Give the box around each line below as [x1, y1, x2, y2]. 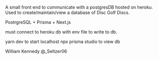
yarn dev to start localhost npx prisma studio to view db [5, 38, 120, 44]
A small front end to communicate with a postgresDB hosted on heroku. [5, 4, 153, 10]
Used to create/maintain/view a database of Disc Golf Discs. [5, 9, 130, 15]
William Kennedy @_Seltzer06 [5, 48, 67, 54]
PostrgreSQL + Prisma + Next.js [5, 19, 71, 25]
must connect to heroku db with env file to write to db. [5, 29, 117, 34]
